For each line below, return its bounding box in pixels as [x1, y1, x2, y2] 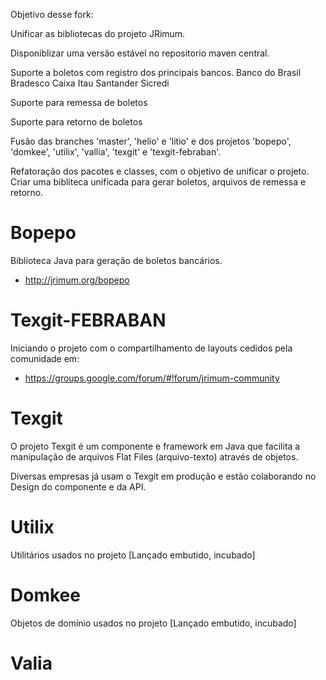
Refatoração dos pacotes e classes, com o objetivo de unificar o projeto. [10, 165, 310, 177]
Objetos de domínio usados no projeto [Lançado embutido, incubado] [10, 617, 297, 629]
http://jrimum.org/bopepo [24, 274, 130, 286]
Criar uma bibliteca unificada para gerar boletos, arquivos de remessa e [10, 176, 307, 188]
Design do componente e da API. [10, 480, 147, 493]
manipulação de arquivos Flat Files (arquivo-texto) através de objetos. [10, 450, 299, 463]
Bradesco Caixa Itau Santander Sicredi [10, 77, 170, 89]
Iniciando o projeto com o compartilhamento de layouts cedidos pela [10, 342, 293, 354]
